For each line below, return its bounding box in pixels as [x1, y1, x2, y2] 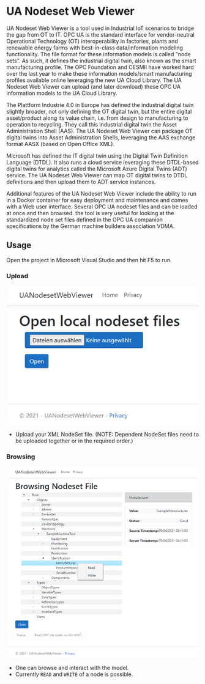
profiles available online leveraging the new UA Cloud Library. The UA [6, 76, 182, 84]
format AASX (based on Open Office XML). [6, 140, 115, 147]
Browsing [6, 452, 35, 461]
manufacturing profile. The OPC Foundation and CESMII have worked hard [6, 63, 194, 71]
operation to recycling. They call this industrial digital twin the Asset [6, 120, 177, 128]
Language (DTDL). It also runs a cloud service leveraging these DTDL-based [6, 158, 199, 166]
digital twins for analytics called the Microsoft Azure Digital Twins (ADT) [6, 165, 188, 172]
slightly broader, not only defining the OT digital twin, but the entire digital [6, 108, 192, 115]
